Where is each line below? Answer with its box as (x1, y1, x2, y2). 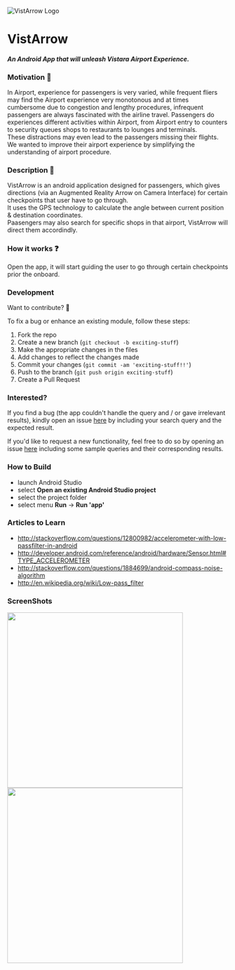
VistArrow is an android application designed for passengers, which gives (7, 181, 220, 189)
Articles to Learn (7, 518, 65, 527)
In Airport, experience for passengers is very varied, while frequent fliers (7, 88, 218, 97)
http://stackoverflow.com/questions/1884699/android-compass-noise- (17, 563, 223, 572)
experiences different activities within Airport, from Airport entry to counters (7, 118, 228, 126)
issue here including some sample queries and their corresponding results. (7, 445, 224, 453)
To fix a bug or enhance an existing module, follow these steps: (7, 316, 191, 325)
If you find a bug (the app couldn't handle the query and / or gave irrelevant (7, 409, 226, 417)
